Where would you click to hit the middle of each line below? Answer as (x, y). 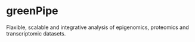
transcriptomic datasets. (36, 33)
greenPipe (32, 11)
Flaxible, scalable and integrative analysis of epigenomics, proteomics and (97, 27)
